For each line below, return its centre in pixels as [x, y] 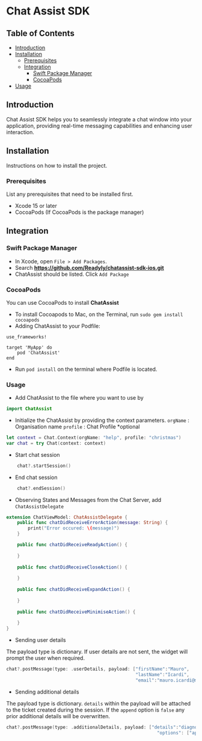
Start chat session [37, 454]
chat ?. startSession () [44, 466]
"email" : [146, 680]
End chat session [36, 477]
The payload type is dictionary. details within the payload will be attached [99, 703]
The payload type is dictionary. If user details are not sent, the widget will [97, 652]
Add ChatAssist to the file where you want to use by [79, 398]
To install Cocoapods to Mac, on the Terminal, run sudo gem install [99, 314]
